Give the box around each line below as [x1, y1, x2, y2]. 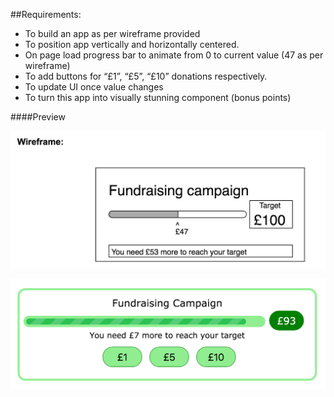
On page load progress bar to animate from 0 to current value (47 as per [24, 49, 324, 61]
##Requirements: [10, 9, 82, 20]
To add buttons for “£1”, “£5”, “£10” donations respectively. [24, 70, 268, 82]
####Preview [10, 111, 66, 123]
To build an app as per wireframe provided [24, 28, 201, 39]
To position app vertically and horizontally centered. [24, 39, 240, 50]
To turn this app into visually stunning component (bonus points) [24, 92, 292, 103]
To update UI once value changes [24, 81, 164, 93]
